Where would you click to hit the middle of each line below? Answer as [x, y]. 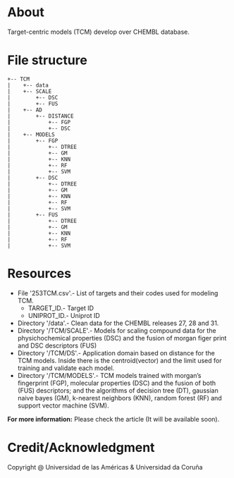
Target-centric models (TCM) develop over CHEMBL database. [99, 32]
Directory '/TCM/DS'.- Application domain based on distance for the [116, 353]
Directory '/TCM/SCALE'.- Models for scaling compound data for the [117, 330]
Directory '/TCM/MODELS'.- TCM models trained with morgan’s [109, 375]
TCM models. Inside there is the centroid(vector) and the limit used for [119, 360]
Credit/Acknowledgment [81, 448]
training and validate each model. [66, 368]
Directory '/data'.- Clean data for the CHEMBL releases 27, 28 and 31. [118, 323]
